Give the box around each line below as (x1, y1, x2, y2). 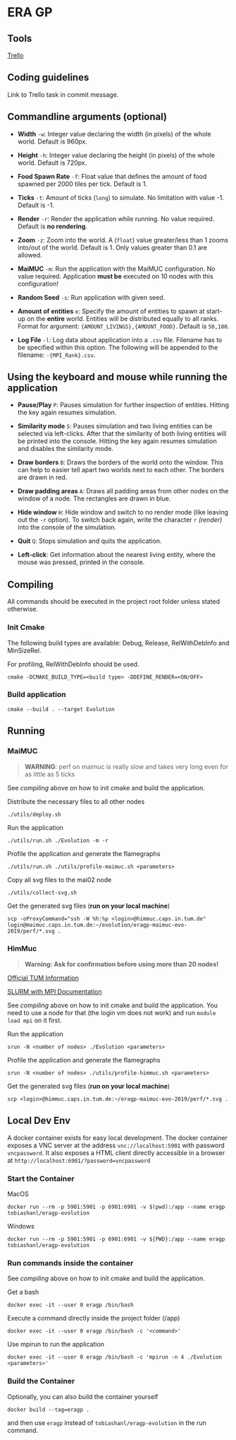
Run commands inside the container (7, 1258, 134, 1268)
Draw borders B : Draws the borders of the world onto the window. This (17, 458, 223, 467)
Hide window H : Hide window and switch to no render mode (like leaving (17, 508, 229, 517)
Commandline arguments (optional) (7, 111, 168, 123)
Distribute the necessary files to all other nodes (7, 797, 145, 806)
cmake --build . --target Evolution (7, 706, 115, 713)
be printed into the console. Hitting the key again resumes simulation (17, 437, 217, 445)
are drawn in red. (17, 473, 68, 481)
